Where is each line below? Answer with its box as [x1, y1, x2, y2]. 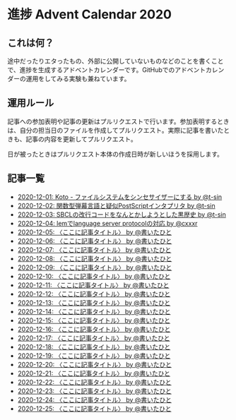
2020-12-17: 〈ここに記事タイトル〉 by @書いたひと [17, 333, 170, 342]
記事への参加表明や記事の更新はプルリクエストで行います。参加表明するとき [7, 117, 230, 126]
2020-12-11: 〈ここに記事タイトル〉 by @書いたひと [17, 280, 170, 289]
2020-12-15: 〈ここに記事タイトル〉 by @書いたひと [17, 316, 171, 325]
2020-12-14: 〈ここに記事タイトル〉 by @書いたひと [17, 307, 171, 316]
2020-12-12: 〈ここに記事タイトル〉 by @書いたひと [17, 289, 171, 298]
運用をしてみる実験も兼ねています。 [25, 75, 131, 83]
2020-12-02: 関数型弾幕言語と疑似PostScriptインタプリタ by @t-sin [17, 201, 216, 210]
